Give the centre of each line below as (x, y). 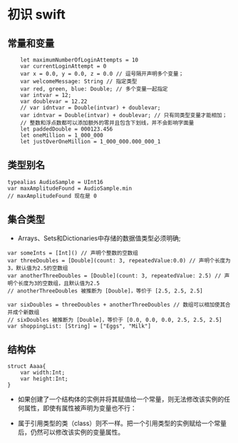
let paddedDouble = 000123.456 (67, 129)
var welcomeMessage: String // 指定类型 (79, 81)
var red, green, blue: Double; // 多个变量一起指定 (94, 89)
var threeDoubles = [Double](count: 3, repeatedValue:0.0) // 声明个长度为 (119, 260)
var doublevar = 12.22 (54, 101)
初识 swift (36, 15)
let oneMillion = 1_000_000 (62, 136)
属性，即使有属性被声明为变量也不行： (80, 408)
